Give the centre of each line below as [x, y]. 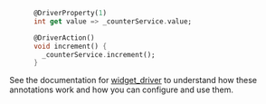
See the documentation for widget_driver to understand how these [133, 80]
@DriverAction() [64, 38]
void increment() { [70, 46]
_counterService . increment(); [99, 54]
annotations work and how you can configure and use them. [121, 90]
